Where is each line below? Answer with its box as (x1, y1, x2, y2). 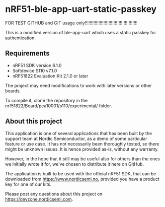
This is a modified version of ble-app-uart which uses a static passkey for (5, 29, 157, 35)
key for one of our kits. (5, 181, 52, 187)
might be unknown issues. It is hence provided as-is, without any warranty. (5, 146, 159, 152)
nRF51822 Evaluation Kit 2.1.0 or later (12, 73, 88, 79)
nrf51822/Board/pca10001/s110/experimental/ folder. (5, 103, 112, 109)
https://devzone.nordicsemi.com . (5, 196, 73, 202)
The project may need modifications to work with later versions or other (5, 82, 152, 88)
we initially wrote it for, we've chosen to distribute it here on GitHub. (5, 161, 144, 167)
